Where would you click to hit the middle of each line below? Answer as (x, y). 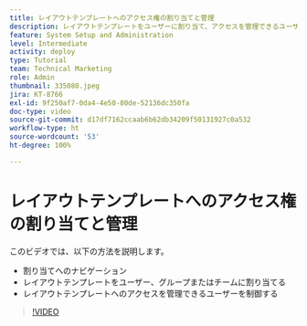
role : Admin (32, 78)
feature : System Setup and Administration (91, 35)
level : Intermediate (49, 43)
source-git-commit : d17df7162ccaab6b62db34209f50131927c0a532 (130, 120)
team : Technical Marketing (61, 69)
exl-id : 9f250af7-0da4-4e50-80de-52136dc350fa (100, 103)
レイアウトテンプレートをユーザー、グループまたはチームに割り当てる (154, 282)
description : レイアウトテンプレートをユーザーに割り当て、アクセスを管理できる (144, 26)
